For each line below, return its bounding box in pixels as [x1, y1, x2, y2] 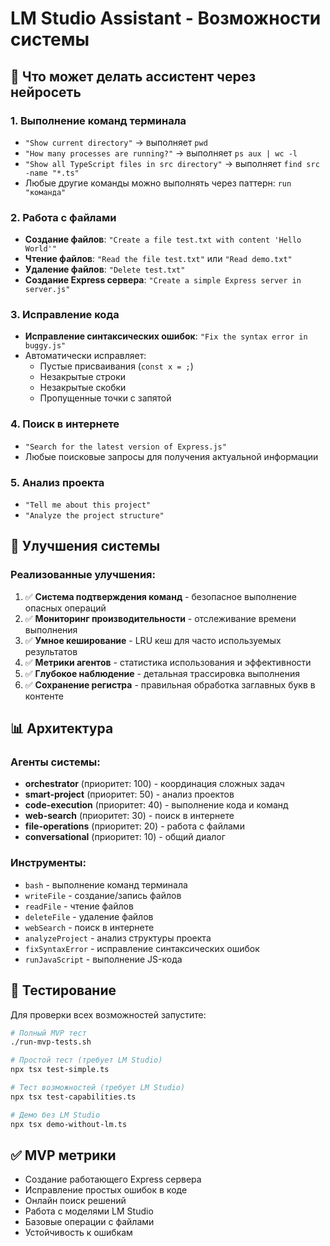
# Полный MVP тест [10, 1028, 87, 1038]
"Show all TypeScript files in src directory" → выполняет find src [24, 157, 320, 169]
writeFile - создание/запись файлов [24, 889, 182, 901]
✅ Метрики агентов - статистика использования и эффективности [24, 656, 312, 668]
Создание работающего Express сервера [24, 1173, 202, 1186]
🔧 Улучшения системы [10, 538, 161, 555]
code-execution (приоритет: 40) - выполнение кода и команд [24, 799, 289, 811]
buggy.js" [24, 341, 67, 351]
